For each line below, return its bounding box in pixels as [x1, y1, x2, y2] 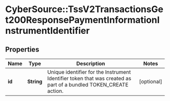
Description [76, 60, 105, 67]
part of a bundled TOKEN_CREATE [47, 81, 129, 88]
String [27, 78, 42, 85]
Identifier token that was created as [47, 75, 132, 82]
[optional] [139, 78, 162, 85]
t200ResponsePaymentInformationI [5, 14, 160, 26]
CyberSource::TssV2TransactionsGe [5, 4, 163, 15]
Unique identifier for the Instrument [47, 69, 131, 75]
